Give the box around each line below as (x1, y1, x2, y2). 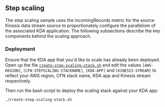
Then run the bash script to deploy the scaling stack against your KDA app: (5, 88, 159, 94)
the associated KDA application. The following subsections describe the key (5, 27, 160, 34)
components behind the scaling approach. (5, 33, 92, 39)
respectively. (5, 78, 31, 84)
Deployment (5, 45, 36, 52)
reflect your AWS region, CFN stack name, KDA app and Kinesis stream (5, 73, 151, 79)
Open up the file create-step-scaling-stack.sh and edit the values (5, 62, 141, 68)
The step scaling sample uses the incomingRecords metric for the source (5, 17, 155, 23)
